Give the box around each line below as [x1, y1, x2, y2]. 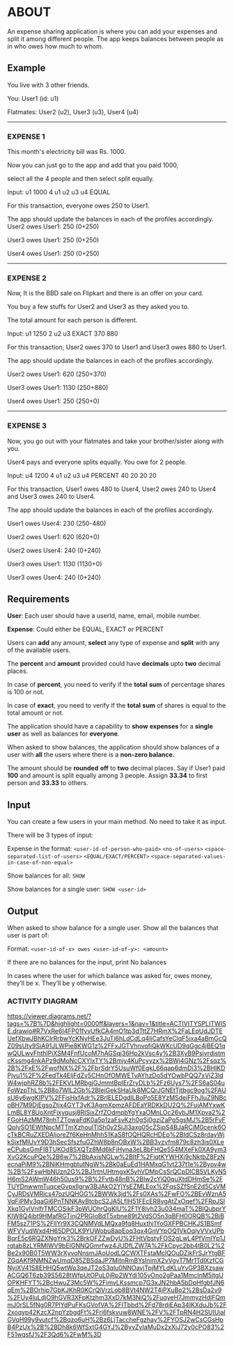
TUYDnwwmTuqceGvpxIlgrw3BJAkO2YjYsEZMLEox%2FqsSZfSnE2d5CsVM [7, 1182, 226, 1191]
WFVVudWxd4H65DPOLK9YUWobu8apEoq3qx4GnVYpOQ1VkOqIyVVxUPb [7, 1227, 225, 1235]
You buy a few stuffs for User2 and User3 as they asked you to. [7, 302, 189, 311]
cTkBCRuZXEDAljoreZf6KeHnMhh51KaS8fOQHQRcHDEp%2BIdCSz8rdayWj [7, 1130, 225, 1139]
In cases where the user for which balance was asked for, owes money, [7, 972, 212, 980]
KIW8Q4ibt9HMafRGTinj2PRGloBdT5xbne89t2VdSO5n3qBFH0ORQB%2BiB [7, 1212, 225, 1220]
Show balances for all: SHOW [7, 871, 86, 880]
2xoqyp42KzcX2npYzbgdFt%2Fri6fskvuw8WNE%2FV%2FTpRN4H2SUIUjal [7, 1308, 226, 1316]
